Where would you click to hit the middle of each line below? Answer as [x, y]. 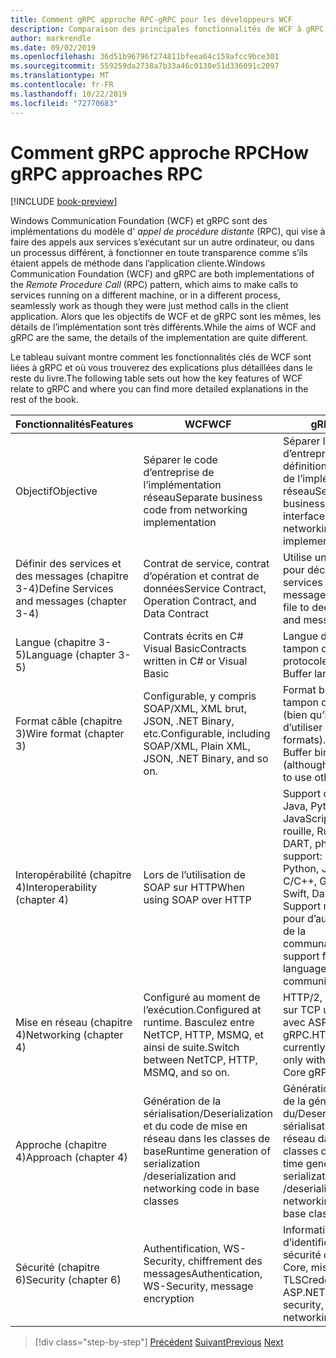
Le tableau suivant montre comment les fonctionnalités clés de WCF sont [161, 357]
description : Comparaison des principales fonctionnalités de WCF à [156, 29]
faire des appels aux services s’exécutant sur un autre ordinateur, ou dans [162, 242]
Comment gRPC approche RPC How [159, 152]
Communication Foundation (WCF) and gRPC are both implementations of [162, 274]
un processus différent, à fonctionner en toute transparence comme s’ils [159, 253]
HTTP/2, [302, 998]
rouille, [298, 831]
